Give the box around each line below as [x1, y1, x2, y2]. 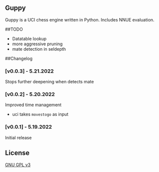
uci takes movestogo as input [12, 112, 69, 117]
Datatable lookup [12, 36, 47, 41]
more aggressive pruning [12, 41, 63, 47]
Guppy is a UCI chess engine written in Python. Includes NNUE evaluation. [5, 17, 155, 22]
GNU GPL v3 [5, 162, 31, 168]
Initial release [5, 134, 32, 140]
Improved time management [5, 102, 62, 108]
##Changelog [5, 56, 33, 61]
